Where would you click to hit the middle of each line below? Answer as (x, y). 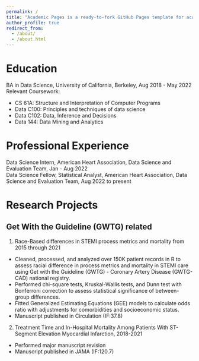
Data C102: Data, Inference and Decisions (65, 115)
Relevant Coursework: (33, 91)
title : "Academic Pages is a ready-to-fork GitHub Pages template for (95, 17)
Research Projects (52, 205)
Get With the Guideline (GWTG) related (79, 227)
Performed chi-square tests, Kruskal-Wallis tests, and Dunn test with (98, 284)
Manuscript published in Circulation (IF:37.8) (69, 316)
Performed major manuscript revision (60, 345)
